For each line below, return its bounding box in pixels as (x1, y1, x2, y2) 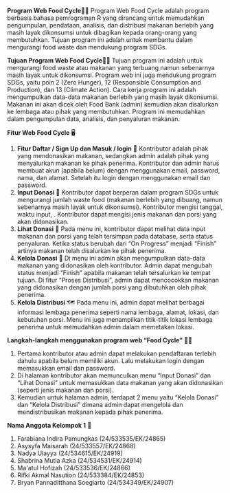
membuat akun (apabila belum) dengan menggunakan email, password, (16, 166, 220, 175)
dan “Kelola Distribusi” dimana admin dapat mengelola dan (16, 401, 183, 408)
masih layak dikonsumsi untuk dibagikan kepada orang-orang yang (7, 28, 197, 36)
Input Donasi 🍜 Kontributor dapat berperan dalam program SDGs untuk (16, 188, 219, 196)
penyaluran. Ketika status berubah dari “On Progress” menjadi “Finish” (16, 239, 217, 248)
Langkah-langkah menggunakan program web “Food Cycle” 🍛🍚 (7, 336, 192, 344)
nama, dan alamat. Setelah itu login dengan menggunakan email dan (16, 174, 211, 182)
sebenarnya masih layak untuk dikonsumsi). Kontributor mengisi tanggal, (16, 203, 223, 211)
